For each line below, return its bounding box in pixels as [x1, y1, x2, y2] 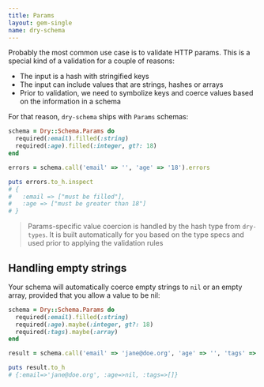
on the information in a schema [19, 96, 121, 107]
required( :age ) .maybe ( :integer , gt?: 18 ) [15, 321, 154, 329]
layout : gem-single [8, 19, 73, 27]
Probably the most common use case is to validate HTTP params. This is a [8, 48, 251, 58]
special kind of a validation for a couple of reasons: [8, 56, 175, 66]
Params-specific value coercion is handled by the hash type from [27, 222, 241, 231]
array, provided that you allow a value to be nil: [8, 290, 160, 300]
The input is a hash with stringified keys [19, 72, 149, 81]
